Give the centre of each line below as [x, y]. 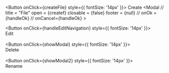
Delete [12, 50]
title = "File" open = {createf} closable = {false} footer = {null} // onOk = [81, 13]
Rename [14, 66]
